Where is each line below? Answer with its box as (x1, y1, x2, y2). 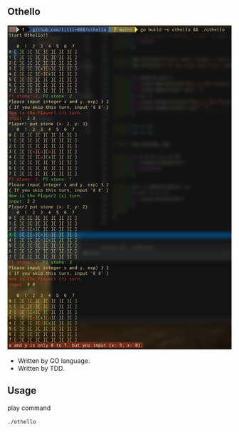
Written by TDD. (17, 364, 65, 372)
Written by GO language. (17, 356, 90, 365)
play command (7, 404, 51, 412)
